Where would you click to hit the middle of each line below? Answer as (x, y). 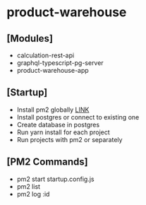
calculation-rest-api (45, 55)
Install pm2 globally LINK (53, 110)
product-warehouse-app (53, 70)
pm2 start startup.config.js (55, 179)
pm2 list (28, 186)
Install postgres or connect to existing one (78, 117)
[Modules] (30, 39)
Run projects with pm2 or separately (69, 139)
